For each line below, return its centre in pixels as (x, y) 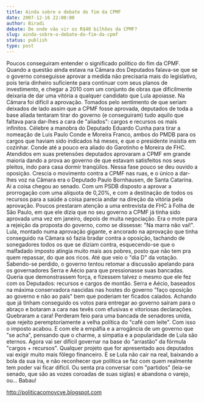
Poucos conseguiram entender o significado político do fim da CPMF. (93, 63)
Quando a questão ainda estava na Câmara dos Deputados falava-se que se (102, 69)
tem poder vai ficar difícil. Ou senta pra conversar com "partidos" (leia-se (99, 367)
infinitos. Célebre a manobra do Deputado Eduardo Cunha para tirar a (93, 128)
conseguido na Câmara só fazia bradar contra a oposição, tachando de (96, 238)
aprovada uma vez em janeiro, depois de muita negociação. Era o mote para (102, 218)
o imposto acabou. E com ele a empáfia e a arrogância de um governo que (100, 328)
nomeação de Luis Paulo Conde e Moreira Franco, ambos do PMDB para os (101, 134)
